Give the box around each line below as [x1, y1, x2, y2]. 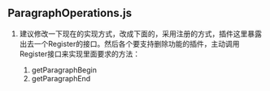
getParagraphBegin [31, 64, 97, 75]
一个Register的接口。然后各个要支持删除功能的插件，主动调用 [33, 39, 241, 48]
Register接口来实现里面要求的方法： [19, 48, 141, 59]
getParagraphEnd [31, 73, 91, 83]
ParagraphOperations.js [7, 6, 132, 20]
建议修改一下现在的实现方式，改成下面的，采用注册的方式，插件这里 [19, 28, 248, 39]
